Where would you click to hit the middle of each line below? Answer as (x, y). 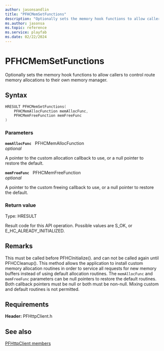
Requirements (27, 304)
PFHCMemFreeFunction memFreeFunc (48, 116)
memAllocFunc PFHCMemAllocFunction (45, 143)
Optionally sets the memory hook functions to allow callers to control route (80, 74)
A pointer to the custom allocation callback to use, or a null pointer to (74, 158)
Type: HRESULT (21, 216)
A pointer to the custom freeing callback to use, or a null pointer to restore (80, 187)
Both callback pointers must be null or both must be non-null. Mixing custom (82, 284)
